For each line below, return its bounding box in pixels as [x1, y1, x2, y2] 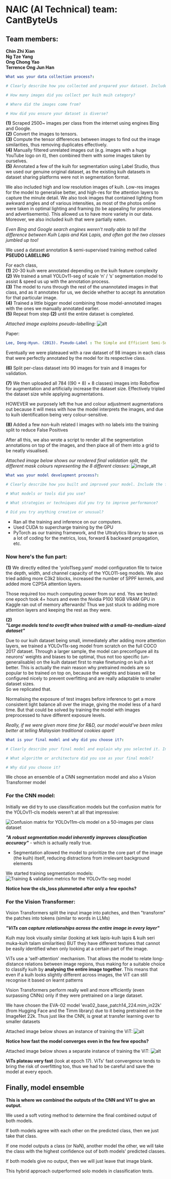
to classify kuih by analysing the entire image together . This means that [6, 966, 158, 972]
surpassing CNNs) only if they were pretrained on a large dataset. [6, 992, 144, 998]
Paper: [6, 331, 20, 337]
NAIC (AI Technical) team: [6, 4, 118, 15]
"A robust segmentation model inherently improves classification [6, 834, 147, 840]
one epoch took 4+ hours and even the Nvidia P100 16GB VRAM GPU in [6, 596, 155, 602]
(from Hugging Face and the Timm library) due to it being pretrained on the [6, 1008, 163, 1014]
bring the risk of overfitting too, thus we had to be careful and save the [6, 1063, 154, 1070]
